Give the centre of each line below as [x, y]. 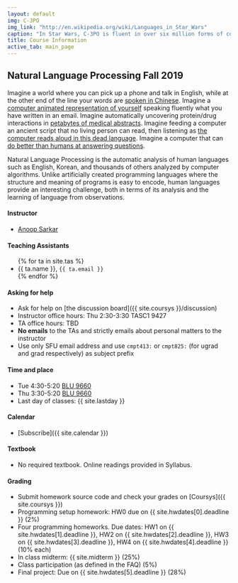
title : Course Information [47, 40]
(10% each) [34, 550]
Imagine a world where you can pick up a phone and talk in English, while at [118, 92]
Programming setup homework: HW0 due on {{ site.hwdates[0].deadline [123, 512]
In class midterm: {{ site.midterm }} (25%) [79, 557]
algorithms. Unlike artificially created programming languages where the [113, 174]
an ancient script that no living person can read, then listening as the [107, 130]
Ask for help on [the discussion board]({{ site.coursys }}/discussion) [117, 308]
